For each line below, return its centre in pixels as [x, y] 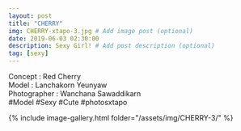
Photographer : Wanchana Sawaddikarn [75, 93]
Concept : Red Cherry [45, 76]
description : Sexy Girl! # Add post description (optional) [112, 46]
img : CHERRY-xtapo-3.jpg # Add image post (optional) [101, 31]
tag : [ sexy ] [28, 53]
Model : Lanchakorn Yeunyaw [58, 85]
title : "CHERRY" [36, 23]
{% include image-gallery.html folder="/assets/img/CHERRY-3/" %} [121, 118]
